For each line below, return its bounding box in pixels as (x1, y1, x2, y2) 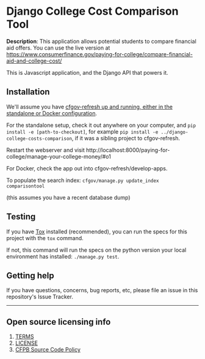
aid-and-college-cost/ (6, 57, 62, 64)
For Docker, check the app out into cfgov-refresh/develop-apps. (6, 164, 168, 172)
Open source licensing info (6, 317, 111, 327)
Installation (6, 87, 50, 97)
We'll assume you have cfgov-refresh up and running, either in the (6, 103, 173, 110)
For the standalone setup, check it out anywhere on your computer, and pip (6, 121, 196, 129)
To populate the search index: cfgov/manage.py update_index (6, 176, 159, 184)
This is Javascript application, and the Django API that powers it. (6, 69, 169, 76)
